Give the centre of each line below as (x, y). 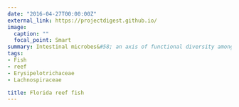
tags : (15, 54)
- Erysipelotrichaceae (41, 73)
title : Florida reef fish (46, 93)
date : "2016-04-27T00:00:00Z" (52, 14)
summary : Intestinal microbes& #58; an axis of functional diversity (111, 47)
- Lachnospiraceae (34, 80)
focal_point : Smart (43, 40)
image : (17, 27)
